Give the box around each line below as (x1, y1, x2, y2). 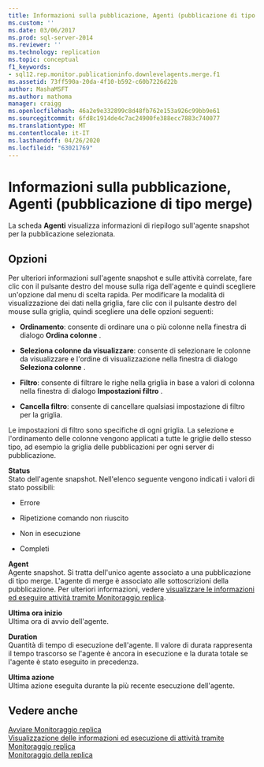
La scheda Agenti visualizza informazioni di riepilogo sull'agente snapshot (8, 221, 250, 230)
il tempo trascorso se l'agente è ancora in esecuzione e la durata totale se (8, 649, 248, 659)
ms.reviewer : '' (8, 41, 61, 49)
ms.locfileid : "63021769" (8, 144, 93, 152)
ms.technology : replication (8, 48, 101, 56)
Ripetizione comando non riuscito (19, 513, 129, 523)
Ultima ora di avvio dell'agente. (8, 617, 109, 626)
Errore (19, 498, 41, 508)
